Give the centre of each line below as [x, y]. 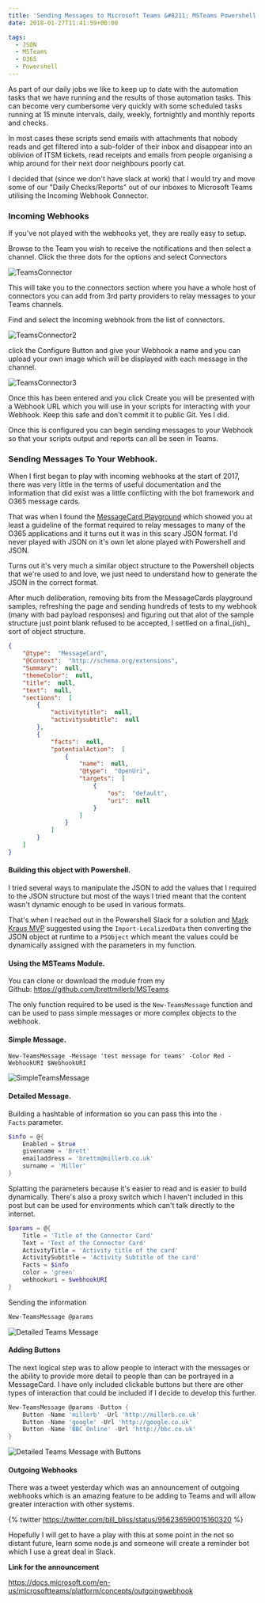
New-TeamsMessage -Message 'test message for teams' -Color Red [116, 1056]
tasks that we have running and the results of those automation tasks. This [130, 97]
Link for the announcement [54, 1567]
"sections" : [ [47, 697]
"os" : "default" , [138, 793]
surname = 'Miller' [55, 1166]
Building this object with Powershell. [70, 870]
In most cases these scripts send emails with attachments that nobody [123, 138]
